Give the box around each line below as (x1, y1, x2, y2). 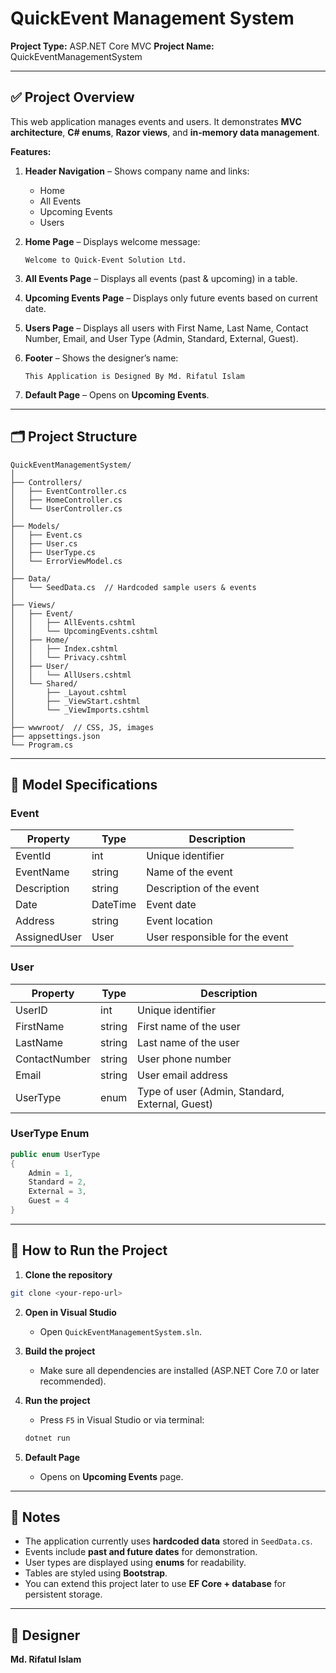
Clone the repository (24, 1268, 113, 1281)
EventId (15, 849, 52, 863)
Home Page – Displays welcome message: (24, 235, 201, 247)
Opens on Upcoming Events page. (39, 1470, 184, 1482)
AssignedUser (15, 930, 82, 944)
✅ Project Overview (10, 89, 135, 106)
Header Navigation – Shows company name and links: (24, 165, 250, 177)
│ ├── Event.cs (10, 530, 83, 540)
